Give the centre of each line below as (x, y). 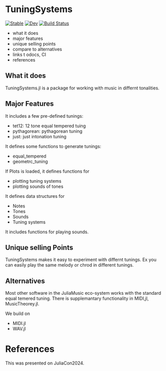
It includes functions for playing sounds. (47, 232)
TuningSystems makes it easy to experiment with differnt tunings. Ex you (81, 260)
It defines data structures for (35, 196)
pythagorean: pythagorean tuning (47, 131)
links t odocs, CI (29, 55)
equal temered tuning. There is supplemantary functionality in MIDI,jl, (77, 298)
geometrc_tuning (30, 161)
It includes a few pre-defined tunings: (44, 116)
